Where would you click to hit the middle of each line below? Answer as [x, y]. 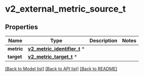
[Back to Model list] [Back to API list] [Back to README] [61, 69]
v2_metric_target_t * [52, 57]
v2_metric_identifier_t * [56, 49]
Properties [22, 27]
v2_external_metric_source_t [65, 9]
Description [103, 41]
